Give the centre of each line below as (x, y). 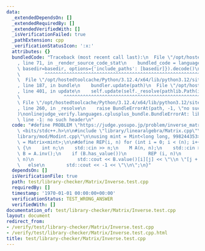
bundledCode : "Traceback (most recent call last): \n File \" (92, 57)
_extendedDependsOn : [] (42, 18)
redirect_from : (26, 222)
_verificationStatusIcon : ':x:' (53, 46)
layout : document (28, 216)
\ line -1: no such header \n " (56, 119)
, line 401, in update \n (49, 91)
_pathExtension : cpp (38, 40)
